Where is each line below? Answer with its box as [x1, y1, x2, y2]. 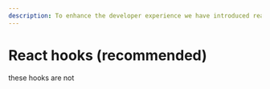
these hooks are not [8, 73, 75, 83]
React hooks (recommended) [8, 46, 207, 64]
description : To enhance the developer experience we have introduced [8, 11, 250, 20]
